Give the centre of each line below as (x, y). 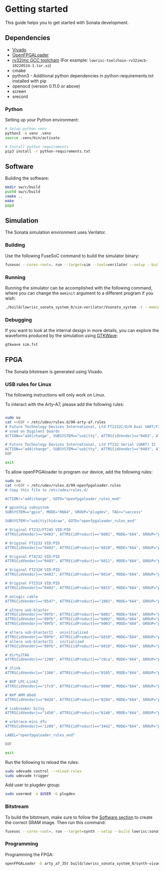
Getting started (37, 9)
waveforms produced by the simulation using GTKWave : (61, 335)
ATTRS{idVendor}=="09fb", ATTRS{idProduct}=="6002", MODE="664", (73, 619)
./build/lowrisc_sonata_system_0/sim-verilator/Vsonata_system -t (74, 307)
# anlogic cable (21, 597)
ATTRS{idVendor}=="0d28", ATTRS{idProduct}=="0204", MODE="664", (73, 700)
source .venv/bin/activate (32, 138)
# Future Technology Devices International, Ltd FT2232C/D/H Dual (74, 426)
